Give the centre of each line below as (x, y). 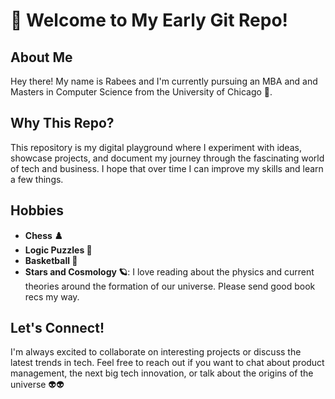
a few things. (37, 179)
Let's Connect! (57, 328)
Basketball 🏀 (51, 260)
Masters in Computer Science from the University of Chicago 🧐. (141, 92)
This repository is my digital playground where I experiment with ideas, (156, 147)
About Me (41, 57)
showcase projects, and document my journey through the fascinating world (167, 158)
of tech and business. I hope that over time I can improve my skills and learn (167, 168)
